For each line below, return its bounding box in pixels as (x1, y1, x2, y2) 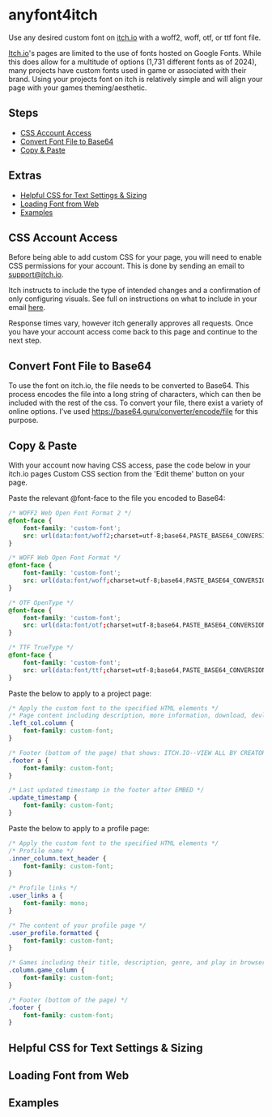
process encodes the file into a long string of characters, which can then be (8, 390, 261, 399)
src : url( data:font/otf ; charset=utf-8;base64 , (23, 621, 183, 630)
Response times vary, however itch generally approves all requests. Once (8, 318, 253, 328)
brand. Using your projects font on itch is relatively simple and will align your (8, 74, 263, 84)
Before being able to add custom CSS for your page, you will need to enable (8, 252, 262, 262)
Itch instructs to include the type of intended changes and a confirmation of (8, 286, 261, 295)
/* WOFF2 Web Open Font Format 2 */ (8, 509, 132, 517)
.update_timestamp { (8, 794, 79, 802)
